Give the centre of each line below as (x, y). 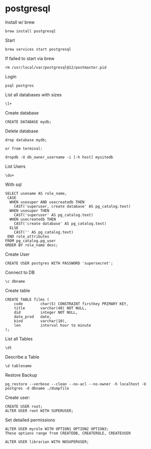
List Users (15, 166)
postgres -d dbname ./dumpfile (37, 388)
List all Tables (19, 339)
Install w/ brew (20, 22)
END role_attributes (28, 237)
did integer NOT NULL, (46, 312)
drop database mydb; (26, 140)
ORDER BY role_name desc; (31, 245)
